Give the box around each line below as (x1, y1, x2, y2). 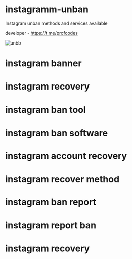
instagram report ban (5, 220, 97, 231)
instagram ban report (5, 196, 97, 208)
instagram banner (5, 58, 82, 69)
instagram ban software (5, 127, 108, 139)
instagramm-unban (5, 4, 89, 15)
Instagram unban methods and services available (5, 20, 108, 26)
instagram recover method (5, 174, 120, 185)
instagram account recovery (5, 150, 127, 161)
